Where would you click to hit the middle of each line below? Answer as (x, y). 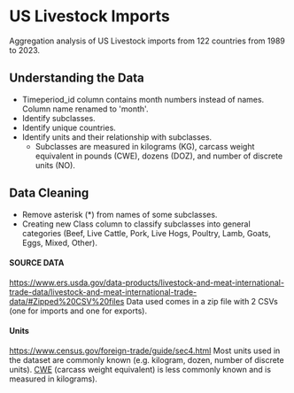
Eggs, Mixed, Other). (59, 243)
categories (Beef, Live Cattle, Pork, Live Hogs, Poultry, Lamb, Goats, (147, 233)
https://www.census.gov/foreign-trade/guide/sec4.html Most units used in (145, 351)
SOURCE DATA (37, 263)
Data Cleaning (49, 193)
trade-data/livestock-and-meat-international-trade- (103, 292)
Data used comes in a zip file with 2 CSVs (202, 301)
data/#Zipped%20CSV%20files (67, 301)
